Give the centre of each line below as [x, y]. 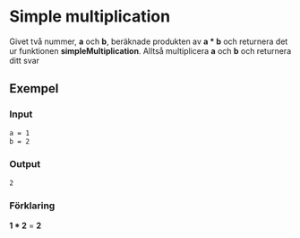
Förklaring [32, 206]
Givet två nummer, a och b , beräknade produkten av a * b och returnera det [149, 41]
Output [25, 164]
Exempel [34, 88]
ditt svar [25, 60]
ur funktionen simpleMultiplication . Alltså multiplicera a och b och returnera [150, 50]
